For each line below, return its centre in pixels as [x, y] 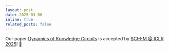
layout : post [19, 10]
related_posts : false [29, 24]
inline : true [19, 19]
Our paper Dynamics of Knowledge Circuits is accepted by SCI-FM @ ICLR [85, 39]
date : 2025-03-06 [24, 15]
